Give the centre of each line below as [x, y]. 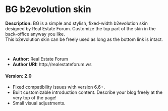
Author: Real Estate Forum [40, 59]
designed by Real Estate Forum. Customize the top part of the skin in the [80, 28]
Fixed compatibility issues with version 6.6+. [59, 87]
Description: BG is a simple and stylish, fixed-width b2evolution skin [76, 23]
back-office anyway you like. [35, 34]
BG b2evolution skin [48, 9]
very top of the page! [35, 98]
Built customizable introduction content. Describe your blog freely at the [88, 92]
